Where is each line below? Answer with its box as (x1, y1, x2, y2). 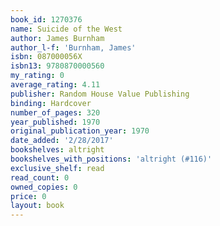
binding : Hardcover (10, 98, 92, 108)
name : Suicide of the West (10, 24, 123, 34)
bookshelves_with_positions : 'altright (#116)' (10, 154, 213, 164)
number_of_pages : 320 (10, 107, 101, 118)
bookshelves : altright (10, 145, 105, 155)
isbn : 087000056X (10, 52, 83, 62)
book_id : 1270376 (10, 14, 83, 25)
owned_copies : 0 (10, 182, 78, 192)
